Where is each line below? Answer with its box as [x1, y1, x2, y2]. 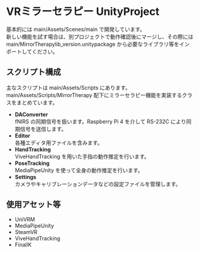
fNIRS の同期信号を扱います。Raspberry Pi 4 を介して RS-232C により [14, 118, 187, 125]
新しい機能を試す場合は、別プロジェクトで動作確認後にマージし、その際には [6, 33, 194, 40]
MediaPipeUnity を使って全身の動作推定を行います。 [14, 167, 144, 174]
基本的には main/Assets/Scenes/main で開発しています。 [6, 26, 146, 33]
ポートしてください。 [6, 48, 58, 55]
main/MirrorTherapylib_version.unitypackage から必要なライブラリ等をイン [6, 40, 190, 48]
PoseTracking [14, 160, 50, 167]
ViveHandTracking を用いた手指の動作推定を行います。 [14, 152, 150, 160]
